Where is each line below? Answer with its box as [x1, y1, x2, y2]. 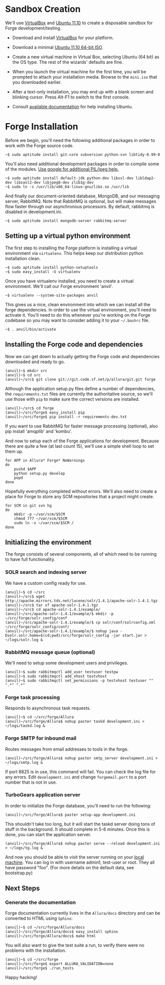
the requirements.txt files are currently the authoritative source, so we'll [5, 391, 153, 397]
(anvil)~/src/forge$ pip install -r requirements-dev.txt [5, 414, 127, 419]
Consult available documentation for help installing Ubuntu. [12, 103, 133, 109]
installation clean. [5, 255, 41, 261]
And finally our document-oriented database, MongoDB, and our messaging [5, 193, 160, 199]
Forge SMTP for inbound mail [5, 735, 77, 742]
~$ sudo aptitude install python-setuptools [5, 265, 98, 270]
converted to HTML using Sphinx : [5, 915, 73, 921]
